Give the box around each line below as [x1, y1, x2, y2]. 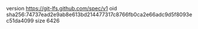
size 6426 [35, 17, 60, 24]
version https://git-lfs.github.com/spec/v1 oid [6, 5, 117, 12]
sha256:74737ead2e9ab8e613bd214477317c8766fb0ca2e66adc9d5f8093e [6, 11, 193, 18]
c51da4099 [6, 17, 34, 24]
